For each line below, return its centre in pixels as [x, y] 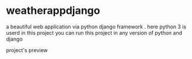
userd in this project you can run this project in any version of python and [94, 32]
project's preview [27, 50]
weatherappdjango [53, 11]
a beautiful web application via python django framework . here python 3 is [96, 27]
